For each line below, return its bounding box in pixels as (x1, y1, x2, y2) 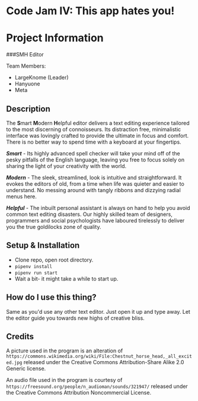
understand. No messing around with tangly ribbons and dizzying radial (6, 186, 181, 193)
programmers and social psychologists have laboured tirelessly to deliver (6, 217, 185, 224)
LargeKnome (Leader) (14, 74, 69, 81)
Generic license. (6, 365, 46, 372)
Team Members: (6, 62, 46, 69)
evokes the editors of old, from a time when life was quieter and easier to (6, 180, 185, 187)
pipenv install (14, 263, 53, 269)
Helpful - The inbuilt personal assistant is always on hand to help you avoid (6, 204, 191, 211)
